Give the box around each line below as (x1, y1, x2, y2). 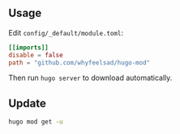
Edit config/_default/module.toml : (8, 27, 124, 37)
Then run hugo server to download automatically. (8, 73, 173, 83)
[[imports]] (8, 44, 49, 52)
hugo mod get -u (8, 118, 63, 126)
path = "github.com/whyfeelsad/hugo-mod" (8, 58, 151, 67)
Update (8, 96, 47, 110)
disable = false (8, 51, 63, 59)
